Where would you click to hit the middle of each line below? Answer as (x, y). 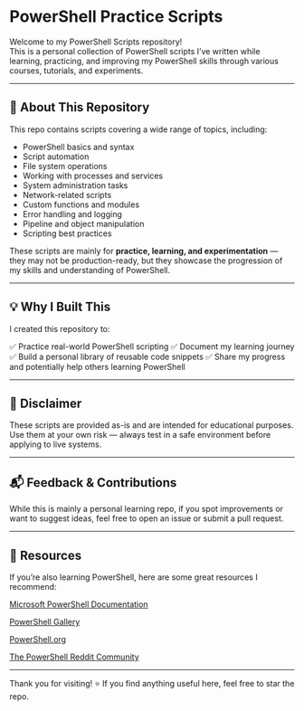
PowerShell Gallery (45, 622)
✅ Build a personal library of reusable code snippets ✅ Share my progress (147, 356)
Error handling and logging (72, 213)
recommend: (33, 587)
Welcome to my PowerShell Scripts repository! (96, 42)
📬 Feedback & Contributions (93, 483)
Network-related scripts (67, 194)
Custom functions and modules (81, 204)
